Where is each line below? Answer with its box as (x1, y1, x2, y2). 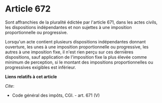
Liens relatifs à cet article (5, 74, 57, 79)
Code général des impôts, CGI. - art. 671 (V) (12, 92, 100, 98)
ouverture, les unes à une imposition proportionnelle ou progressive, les (5, 44, 149, 50)
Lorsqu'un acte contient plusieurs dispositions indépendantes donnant (5, 39, 146, 44)
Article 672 (5, 3, 51, 14)
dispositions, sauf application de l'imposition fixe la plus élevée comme (5, 54, 147, 60)
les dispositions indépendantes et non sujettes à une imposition (5, 24, 132, 30)
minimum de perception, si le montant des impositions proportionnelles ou (5, 59, 154, 65)
